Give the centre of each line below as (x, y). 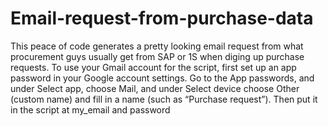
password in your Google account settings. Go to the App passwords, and (162, 78)
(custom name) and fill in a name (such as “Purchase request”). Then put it (164, 99)
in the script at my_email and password (90, 109)
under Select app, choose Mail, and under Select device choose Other (155, 88)
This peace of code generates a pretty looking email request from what (157, 46)
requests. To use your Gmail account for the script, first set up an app (153, 67)
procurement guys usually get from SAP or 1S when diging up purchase (157, 56)
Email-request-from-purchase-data (162, 18)
